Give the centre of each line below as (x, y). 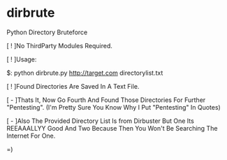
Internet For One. (31, 136)
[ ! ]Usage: (22, 59)
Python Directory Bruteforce (47, 32)
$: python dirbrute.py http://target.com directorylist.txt (85, 73)
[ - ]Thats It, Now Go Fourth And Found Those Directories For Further (106, 100)
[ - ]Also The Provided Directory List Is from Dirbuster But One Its (101, 121)
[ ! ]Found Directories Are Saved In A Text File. (73, 86)
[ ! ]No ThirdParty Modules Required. (60, 45)
